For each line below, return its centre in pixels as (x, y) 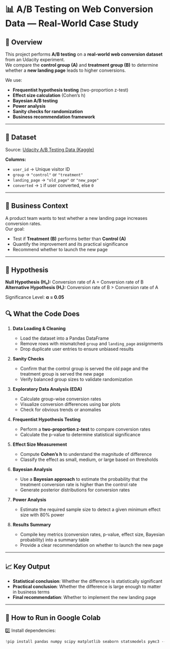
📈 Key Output (28, 566)
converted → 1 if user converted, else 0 (53, 185)
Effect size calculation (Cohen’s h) (49, 95)
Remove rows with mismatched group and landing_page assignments (92, 344)
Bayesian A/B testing (35, 101)
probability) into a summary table (55, 540)
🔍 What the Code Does (42, 314)
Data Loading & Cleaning (39, 329)
